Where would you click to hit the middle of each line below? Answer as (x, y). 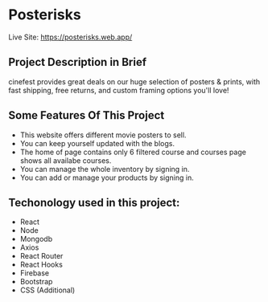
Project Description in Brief (78, 62)
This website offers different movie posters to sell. (103, 135)
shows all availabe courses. (66, 160)
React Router (41, 256)
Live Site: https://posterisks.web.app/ (70, 37)
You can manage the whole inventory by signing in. (105, 169)
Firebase (35, 273)
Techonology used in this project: (94, 202)
